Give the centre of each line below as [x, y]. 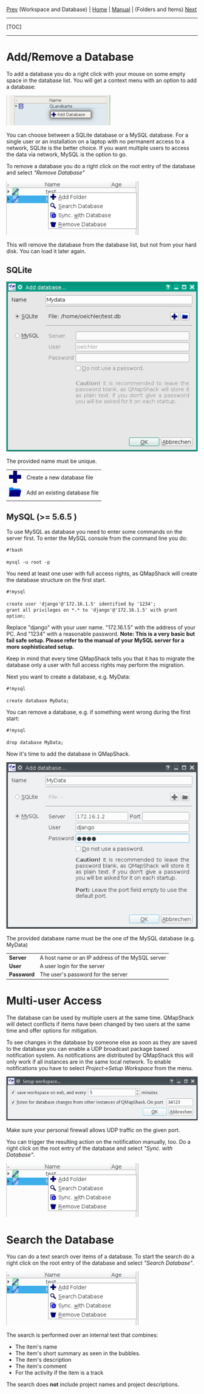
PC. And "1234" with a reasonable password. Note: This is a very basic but [101, 634]
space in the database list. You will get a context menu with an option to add [102, 80]
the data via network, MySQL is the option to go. [67, 154]
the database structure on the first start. [56, 579]
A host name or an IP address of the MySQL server [103, 957]
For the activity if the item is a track [59, 1373]
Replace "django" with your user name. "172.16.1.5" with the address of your [101, 627]
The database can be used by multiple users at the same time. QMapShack [100, 1017]
